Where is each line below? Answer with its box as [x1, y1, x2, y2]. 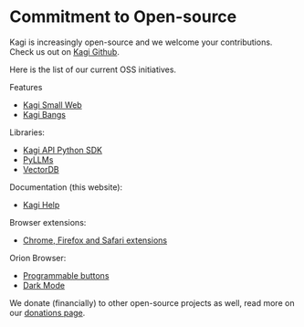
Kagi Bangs [22, 109, 67, 120]
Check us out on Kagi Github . [9, 46, 121, 57]
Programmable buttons [22, 269, 110, 280]
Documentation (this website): [9, 181, 123, 193]
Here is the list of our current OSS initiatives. [9, 64, 176, 75]
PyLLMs [22, 153, 54, 165]
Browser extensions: [9, 216, 87, 227]
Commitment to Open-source [9, 6, 237, 27]
